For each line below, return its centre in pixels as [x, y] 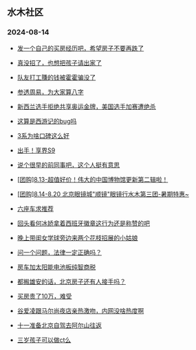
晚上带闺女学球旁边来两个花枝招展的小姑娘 [77, 237]
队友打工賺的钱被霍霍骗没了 [56, 77]
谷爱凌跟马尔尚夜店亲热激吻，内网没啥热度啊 [80, 310]
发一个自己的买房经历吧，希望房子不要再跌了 [80, 48]
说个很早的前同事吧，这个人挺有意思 [68, 165]
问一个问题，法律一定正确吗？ [59, 252]
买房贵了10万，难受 [44, 296]
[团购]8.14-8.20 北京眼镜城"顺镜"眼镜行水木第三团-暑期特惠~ [103, 194]
